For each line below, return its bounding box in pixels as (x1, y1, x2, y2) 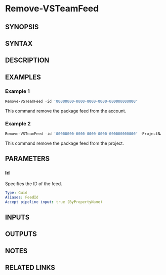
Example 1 (5, 87, 30, 94)
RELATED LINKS (5, 263, 55, 272)
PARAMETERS (5, 155, 50, 163)
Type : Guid (5, 190, 28, 195)
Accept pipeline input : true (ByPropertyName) (5, 199, 103, 204)
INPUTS (5, 213, 30, 221)
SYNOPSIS (5, 23, 39, 31)
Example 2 (5, 120, 31, 127)
